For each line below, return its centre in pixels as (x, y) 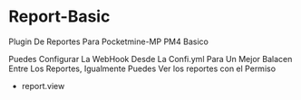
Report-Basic (59, 17)
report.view (43, 86)
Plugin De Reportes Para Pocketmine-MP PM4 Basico (109, 41)
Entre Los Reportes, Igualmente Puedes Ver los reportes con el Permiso (142, 68)
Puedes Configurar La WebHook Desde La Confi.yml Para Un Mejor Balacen (150, 59)
